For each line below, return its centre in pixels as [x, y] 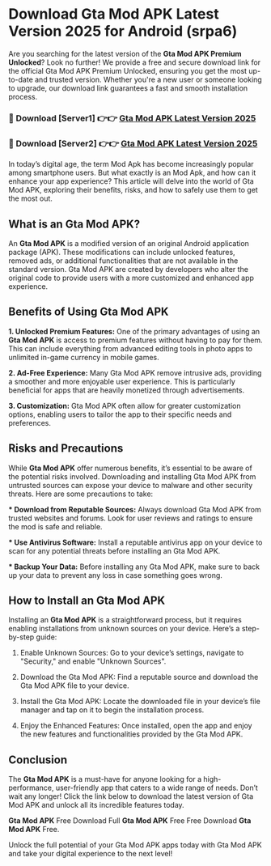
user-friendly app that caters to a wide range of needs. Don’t [157, 788]
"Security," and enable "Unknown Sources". [93, 661]
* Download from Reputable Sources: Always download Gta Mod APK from [135, 509]
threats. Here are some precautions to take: [81, 494]
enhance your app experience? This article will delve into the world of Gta [131, 181]
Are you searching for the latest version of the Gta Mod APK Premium [125, 53]
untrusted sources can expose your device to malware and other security [131, 485]
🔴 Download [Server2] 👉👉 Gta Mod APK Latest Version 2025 [133, 143]
